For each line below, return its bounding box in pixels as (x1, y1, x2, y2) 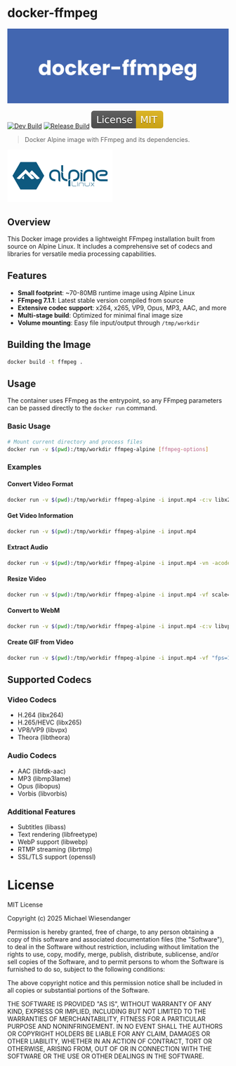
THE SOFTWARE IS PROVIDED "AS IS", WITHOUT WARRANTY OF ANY (7, 1000, 212, 1008)
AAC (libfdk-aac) (17, 767, 66, 775)
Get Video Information (7, 512, 74, 519)
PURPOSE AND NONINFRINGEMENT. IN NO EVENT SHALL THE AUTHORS (7, 1022, 223, 1031)
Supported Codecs (7, 674, 92, 686)
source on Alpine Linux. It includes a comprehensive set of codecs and (7, 242, 213, 251)
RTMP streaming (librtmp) (17, 845, 93, 854)
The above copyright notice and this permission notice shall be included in (7, 979, 223, 987)
